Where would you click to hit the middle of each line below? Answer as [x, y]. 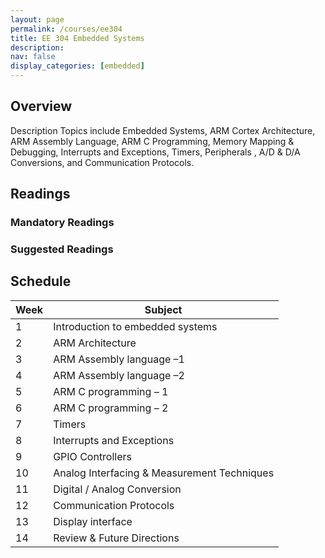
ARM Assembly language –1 [119, 359]
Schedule [41, 281]
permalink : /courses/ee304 [66, 29]
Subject [163, 309]
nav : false [33, 57]
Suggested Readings [62, 249]
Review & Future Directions [116, 538]
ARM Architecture [95, 343]
